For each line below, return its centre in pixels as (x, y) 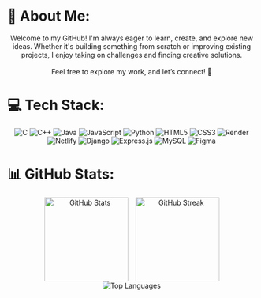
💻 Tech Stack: (56, 105)
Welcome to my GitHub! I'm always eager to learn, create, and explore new (132, 38)
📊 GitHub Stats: (61, 174)
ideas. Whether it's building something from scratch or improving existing (132, 46)
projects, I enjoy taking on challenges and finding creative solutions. (132, 55)
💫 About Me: (49, 16)
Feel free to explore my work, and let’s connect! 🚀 (132, 71)
